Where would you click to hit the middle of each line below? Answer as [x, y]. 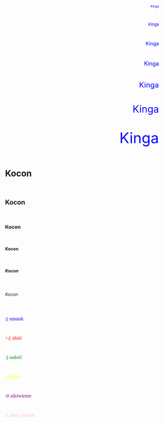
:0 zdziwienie [18, 396]
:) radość [14, 357]
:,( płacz [13, 377]
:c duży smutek [20, 415]
